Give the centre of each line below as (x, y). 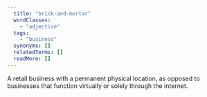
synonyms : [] (32, 46)
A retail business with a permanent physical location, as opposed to (103, 78)
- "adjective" (40, 26)
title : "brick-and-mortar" (52, 14)
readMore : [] (32, 59)
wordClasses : (32, 20)
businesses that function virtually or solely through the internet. (98, 86)
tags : (21, 33)
